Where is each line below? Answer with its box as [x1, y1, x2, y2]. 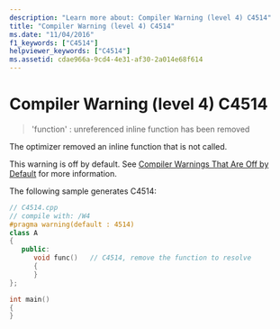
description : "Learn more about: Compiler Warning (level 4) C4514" [9, 13, 272, 23]
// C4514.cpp [9, 203, 59, 212]
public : [21, 245, 50, 254]
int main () [9, 295, 50, 304]
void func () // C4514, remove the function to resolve [32, 253, 252, 262]
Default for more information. [9, 168, 117, 178]
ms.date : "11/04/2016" [9, 30, 95, 39]
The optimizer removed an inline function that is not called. [9, 141, 228, 151]
